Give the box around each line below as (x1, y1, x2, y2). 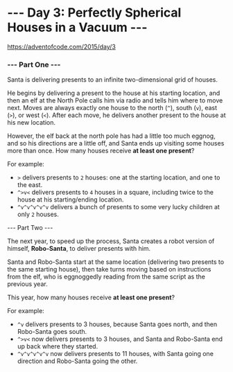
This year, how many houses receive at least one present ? (7, 293, 175, 302)
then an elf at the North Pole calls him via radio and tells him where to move (7, 96, 223, 105)
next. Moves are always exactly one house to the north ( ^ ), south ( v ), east (7, 104, 217, 112)
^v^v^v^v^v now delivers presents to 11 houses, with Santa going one (17, 350, 214, 358)
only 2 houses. (17, 210, 59, 219)
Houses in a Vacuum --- (7, 19, 148, 35)
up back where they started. (17, 342, 98, 351)
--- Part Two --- (7, 224, 53, 232)
